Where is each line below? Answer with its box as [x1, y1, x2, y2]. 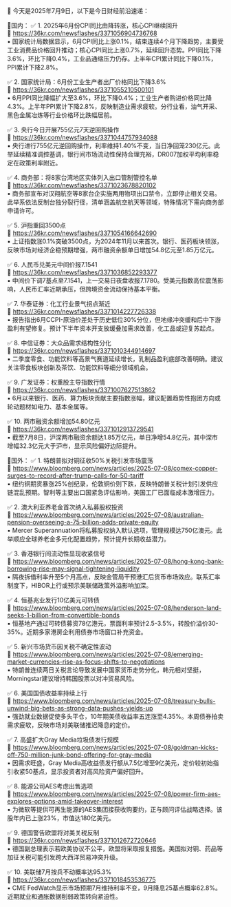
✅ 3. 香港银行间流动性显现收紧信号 [7, 549, 106, 558]
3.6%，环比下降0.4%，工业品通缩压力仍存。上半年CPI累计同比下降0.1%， [7, 54, 217, 63]
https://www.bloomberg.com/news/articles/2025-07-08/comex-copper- [12, 465, 218, 472]
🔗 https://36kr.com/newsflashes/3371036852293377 [7, 268, 157, 276]
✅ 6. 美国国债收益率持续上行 [7, 689, 87, 697]
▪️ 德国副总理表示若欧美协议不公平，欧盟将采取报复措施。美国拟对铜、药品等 [7, 844, 223, 853]
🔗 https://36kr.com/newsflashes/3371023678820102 [7, 181, 157, 189]
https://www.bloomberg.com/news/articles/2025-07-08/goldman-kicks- [12, 744, 219, 751]
